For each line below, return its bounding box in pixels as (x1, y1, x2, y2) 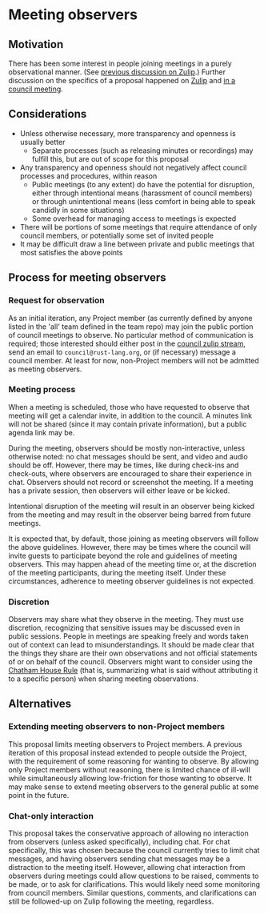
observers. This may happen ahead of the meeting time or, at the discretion (8, 559, 258, 569)
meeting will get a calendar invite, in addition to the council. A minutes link (8, 411, 253, 420)
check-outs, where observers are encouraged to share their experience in (8, 468, 252, 478)
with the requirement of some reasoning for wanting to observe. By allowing (8, 756, 259, 766)
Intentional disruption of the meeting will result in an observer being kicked (8, 501, 254, 511)
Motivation (8, 38, 64, 51)
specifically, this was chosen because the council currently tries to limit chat (8, 846, 260, 856)
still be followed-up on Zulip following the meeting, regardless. (8, 896, 214, 906)
